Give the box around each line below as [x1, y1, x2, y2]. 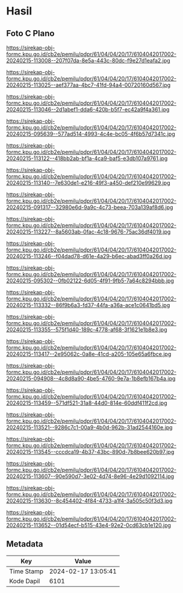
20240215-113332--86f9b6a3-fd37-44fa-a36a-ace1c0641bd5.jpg [6, 302, 170, 308]
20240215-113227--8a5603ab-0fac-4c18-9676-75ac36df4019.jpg [6, 228, 171, 235]
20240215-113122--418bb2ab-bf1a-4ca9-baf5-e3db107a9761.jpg [6, 155, 168, 162]
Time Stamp [9, 567, 44, 576]
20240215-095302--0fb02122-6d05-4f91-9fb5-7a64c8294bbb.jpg [6, 277, 175, 284]
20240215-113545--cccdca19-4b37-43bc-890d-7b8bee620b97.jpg [6, 449, 175, 455]
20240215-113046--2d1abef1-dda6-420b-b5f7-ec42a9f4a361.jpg [6, 106, 170, 113]
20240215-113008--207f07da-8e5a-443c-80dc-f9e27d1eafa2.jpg [6, 57, 170, 64]
